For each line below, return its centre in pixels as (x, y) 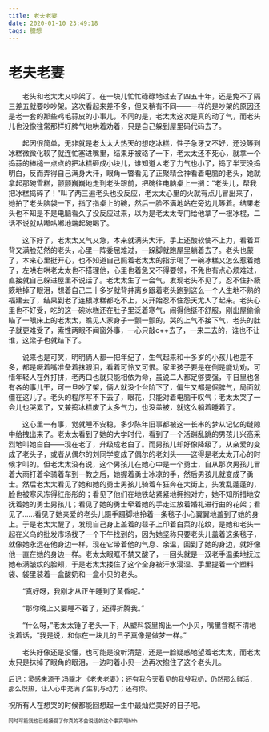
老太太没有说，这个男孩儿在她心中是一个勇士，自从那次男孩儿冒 (155, 464)
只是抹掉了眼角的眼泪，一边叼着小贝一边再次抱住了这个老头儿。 (120, 662)
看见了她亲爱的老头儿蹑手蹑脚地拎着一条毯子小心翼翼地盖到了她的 (143, 514)
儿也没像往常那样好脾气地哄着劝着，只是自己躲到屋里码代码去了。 (117, 126)
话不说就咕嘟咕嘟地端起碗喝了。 (61, 223)
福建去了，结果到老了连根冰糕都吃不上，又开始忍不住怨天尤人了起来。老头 (131, 300)
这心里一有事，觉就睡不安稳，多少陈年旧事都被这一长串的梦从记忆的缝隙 (142, 424)
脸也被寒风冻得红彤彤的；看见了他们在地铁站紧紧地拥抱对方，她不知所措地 (131, 494)
